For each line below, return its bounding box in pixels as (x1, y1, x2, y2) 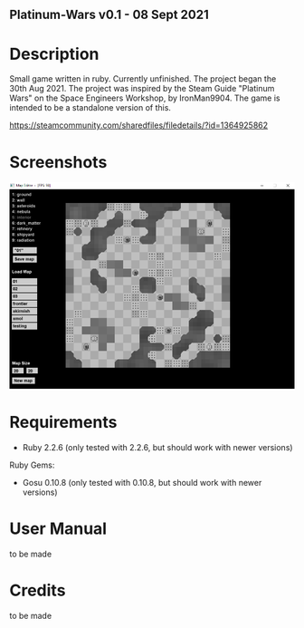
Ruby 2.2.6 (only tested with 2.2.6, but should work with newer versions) (22, 441, 293, 452)
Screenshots (9, 151, 108, 172)
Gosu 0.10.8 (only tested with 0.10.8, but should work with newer (22, 477, 262, 488)
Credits (9, 580, 66, 601)
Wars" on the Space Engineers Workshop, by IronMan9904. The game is (9, 92, 280, 103)
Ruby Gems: (9, 459, 55, 470)
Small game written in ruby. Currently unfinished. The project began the (9, 73, 277, 84)
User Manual (9, 518, 107, 539)
